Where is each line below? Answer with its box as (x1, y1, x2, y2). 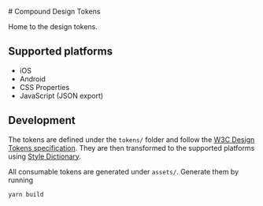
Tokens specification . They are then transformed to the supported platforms (8, 143, 255, 152)
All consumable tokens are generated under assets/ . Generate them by (8, 167, 239, 176)
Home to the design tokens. (8, 22, 98, 31)
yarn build (8, 190, 44, 198)
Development (8, 114, 76, 127)
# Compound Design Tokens (8, 7, 101, 16)
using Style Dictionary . (8, 152, 81, 161)
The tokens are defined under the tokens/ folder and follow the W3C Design (8, 134, 255, 144)
